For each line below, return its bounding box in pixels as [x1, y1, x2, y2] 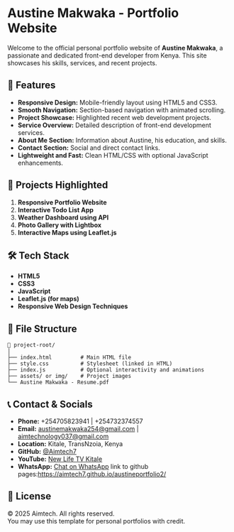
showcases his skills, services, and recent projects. [7, 58, 157, 67]
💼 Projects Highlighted [7, 179, 108, 191]
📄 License [7, 490, 52, 502]
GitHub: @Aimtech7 [17, 447, 77, 455]
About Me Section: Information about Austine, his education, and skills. [17, 136, 227, 144]
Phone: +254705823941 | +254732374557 [17, 417, 143, 425]
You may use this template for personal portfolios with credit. [7, 516, 186, 525]
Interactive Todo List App [17, 205, 94, 214]
